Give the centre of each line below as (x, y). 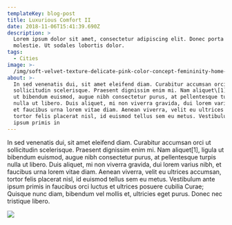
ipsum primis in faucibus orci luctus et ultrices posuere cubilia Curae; (106, 186)
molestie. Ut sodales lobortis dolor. (69, 46)
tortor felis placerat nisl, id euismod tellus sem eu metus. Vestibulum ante (111, 179)
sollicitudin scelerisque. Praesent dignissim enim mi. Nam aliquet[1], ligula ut (116, 150)
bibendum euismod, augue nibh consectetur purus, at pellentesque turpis (112, 157)
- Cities (26, 59)
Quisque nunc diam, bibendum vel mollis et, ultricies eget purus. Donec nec (115, 193)
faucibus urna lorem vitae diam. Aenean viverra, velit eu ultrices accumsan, (114, 172)
